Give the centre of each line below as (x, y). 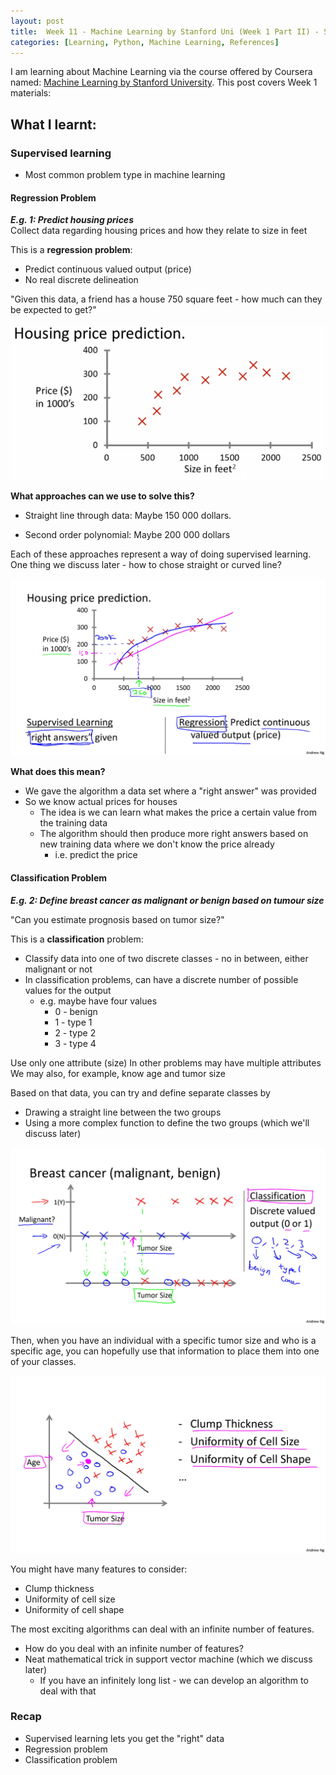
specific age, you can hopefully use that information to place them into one (165, 1351)
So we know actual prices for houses (101, 802)
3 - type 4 (75, 1043)
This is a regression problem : (71, 250)
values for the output (68, 990)
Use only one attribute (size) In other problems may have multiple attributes (166, 1062)
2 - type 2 (75, 1032)
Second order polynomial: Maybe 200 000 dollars (127, 534)
